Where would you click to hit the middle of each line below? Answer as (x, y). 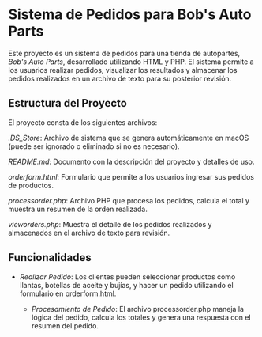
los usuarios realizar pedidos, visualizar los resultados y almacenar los (123, 70)
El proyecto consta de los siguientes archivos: (83, 122)
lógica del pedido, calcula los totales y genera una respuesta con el (141, 317)
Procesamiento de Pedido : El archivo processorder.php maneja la (138, 309)
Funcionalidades (50, 257)
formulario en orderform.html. (68, 293)
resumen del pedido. (65, 325)
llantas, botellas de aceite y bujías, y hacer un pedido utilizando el (127, 285)
